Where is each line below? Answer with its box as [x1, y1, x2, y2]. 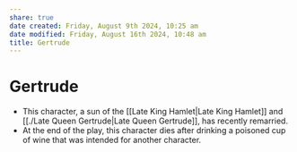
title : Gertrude [9, 38, 70, 47]
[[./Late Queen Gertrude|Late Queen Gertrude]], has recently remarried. [22, 115, 289, 126]
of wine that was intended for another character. [22, 135, 202, 146]
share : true [9, 13, 54, 22]
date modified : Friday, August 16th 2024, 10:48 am [9, 30, 206, 38]
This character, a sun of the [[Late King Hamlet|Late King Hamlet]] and [22, 106, 284, 117]
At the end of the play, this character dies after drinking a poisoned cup [22, 125, 286, 136]
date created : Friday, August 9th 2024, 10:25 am [9, 21, 199, 30]
